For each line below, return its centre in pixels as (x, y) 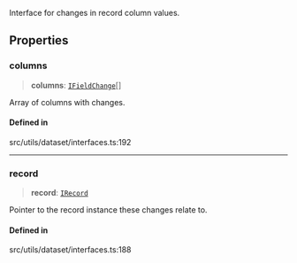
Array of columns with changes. (67, 102)
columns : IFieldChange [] (76, 85)
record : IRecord (59, 193)
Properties (39, 40)
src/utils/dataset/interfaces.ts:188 (70, 250)
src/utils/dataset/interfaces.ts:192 (70, 142)
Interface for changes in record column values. (95, 13)
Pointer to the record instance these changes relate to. (108, 210)
